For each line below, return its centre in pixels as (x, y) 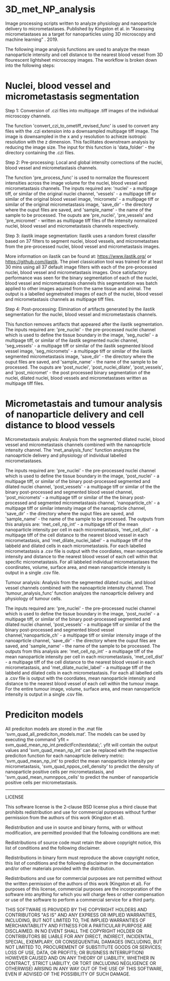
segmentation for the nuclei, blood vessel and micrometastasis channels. (81, 314)
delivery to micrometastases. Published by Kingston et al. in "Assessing (80, 28)
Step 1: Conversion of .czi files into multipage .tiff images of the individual (82, 110)
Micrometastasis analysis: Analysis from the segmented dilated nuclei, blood (85, 439)
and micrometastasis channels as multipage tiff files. (60, 299)
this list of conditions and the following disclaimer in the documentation (79, 863)
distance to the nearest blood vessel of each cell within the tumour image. (82, 683)
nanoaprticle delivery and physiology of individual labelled (66, 455)
